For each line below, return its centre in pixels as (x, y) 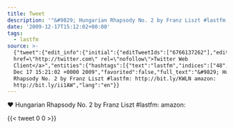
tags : (15, 33)
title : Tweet (26, 14)
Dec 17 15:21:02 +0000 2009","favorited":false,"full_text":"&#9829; (116, 72)
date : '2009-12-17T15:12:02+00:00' (59, 26)
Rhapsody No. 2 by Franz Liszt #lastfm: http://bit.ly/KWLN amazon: (115, 78)
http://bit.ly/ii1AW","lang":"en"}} (67, 85)
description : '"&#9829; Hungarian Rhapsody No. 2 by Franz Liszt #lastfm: (118, 20)
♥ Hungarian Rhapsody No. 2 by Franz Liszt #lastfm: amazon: (96, 105)
